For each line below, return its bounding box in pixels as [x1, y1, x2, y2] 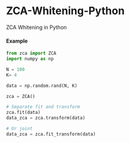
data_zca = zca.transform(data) [6, 115, 85, 121]
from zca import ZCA [6, 50, 57, 57]
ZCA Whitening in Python [6, 24, 67, 31]
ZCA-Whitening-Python [6, 4, 125, 18]
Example [6, 37, 28, 44]
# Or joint [6, 126, 33, 132]
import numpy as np [6, 56, 54, 62]
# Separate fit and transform [6, 104, 81, 110]
